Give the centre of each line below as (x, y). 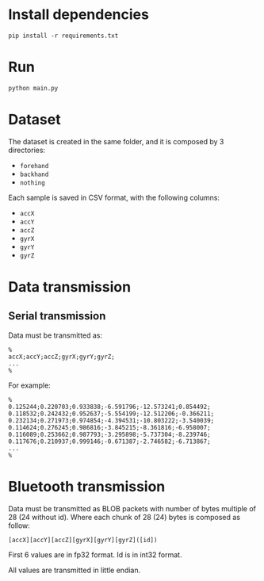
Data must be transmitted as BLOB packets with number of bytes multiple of (132, 508)
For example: (30, 385)
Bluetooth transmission (87, 487)
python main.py (33, 88)
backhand (34, 174)
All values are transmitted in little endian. (75, 570)
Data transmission (70, 287)
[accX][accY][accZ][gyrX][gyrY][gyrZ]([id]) (83, 540)
